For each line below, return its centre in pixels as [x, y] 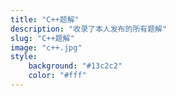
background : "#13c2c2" [75, 66]
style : [24, 57]
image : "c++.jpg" [46, 47]
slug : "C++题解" [42, 38]
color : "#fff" [57, 76]
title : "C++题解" [45, 19]
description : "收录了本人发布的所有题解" [89, 29]
